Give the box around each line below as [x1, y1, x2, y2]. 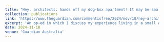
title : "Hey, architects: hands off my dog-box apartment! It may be [5, 7, 150, 12]
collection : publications [5, 12, 58, 16]
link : [5, 16, 16, 21]
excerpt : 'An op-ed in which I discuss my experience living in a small [5, 20, 156, 26]
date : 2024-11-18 [5, 25, 41, 30]
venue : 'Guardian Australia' [5, 29, 64, 34]
